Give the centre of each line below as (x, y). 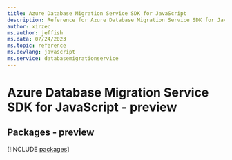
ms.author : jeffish (35, 33)
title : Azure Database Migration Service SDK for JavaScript (97, 13)
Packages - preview (51, 133)
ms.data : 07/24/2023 (37, 39)
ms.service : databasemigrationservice (63, 59)
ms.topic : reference (37, 46)
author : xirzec (29, 26)
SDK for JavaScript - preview (92, 107)
